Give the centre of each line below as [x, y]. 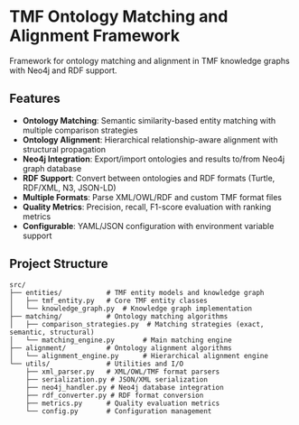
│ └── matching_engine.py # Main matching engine [121, 340]
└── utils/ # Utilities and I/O [96, 364]
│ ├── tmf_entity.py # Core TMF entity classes [108, 300]
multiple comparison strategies [80, 130]
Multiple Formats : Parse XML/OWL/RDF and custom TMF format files [152, 197]
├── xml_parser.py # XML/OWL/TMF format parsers [123, 372]
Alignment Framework [95, 36]
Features [35, 99]
